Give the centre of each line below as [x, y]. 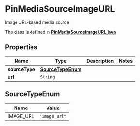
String [47, 77]
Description [100, 61]
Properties [21, 47]
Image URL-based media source [37, 22]
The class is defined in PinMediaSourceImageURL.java [61, 32]
